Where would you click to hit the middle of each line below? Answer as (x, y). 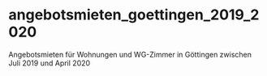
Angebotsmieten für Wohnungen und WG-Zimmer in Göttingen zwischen (130, 54)
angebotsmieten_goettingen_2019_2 (134, 15)
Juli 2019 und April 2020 (50, 63)
